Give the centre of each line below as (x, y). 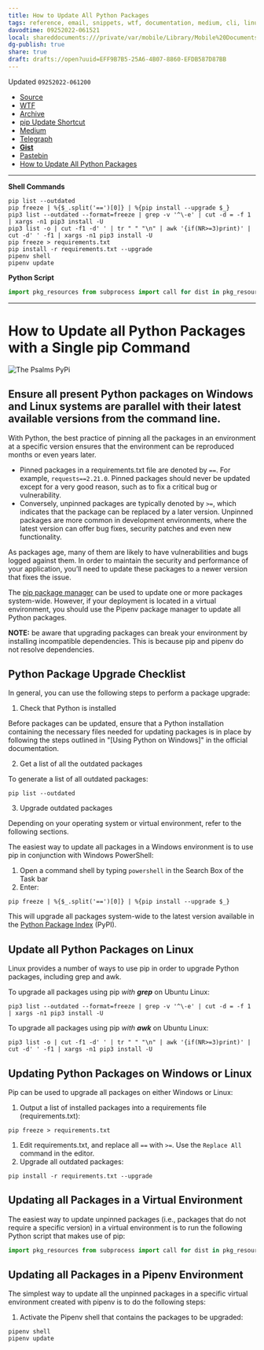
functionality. (40, 537)
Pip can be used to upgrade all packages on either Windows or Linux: (121, 1092)
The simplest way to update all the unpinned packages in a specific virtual (128, 1294)
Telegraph (36, 139)
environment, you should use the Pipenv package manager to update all (125, 609)
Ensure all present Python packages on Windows (131, 394)
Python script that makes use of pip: (67, 1236)
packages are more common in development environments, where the (133, 520)
